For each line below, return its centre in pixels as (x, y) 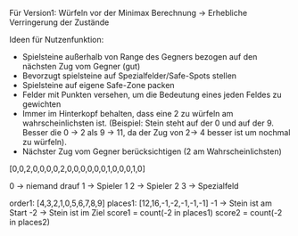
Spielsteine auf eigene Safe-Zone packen (99, 85)
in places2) (30, 222)
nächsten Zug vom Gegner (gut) (81, 66)
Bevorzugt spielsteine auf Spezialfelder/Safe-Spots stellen (129, 76)
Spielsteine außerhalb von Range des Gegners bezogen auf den (140, 57)
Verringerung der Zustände (59, 22)
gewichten (41, 104)
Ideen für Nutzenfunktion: (57, 40)
